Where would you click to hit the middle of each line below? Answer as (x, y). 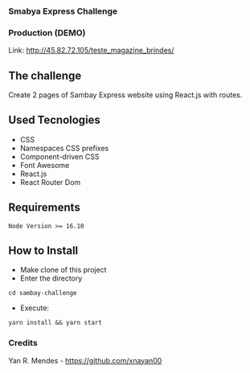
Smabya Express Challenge (63, 11)
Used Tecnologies (54, 120)
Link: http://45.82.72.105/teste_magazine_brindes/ (91, 51)
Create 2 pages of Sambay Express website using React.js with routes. (125, 95)
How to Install (43, 251)
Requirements (44, 208)
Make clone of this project (63, 270)
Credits (23, 343)
